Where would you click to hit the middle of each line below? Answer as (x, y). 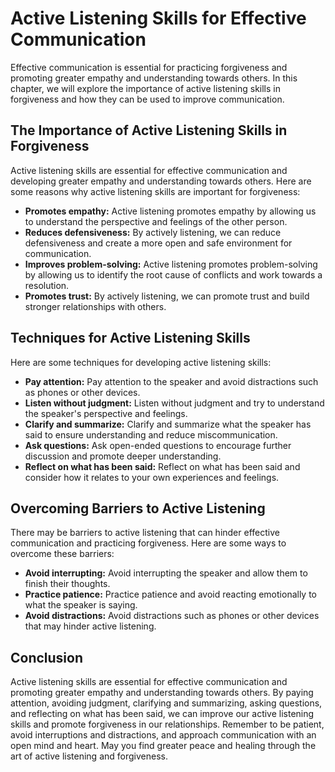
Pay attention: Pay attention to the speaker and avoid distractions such (171, 381)
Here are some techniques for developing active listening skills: (141, 362)
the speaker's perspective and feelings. (106, 413)
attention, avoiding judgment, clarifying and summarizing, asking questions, (166, 703)
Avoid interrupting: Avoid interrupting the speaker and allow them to (166, 573)
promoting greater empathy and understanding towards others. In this (154, 78)
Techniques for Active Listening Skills (130, 338)
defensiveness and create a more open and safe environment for (158, 243)
